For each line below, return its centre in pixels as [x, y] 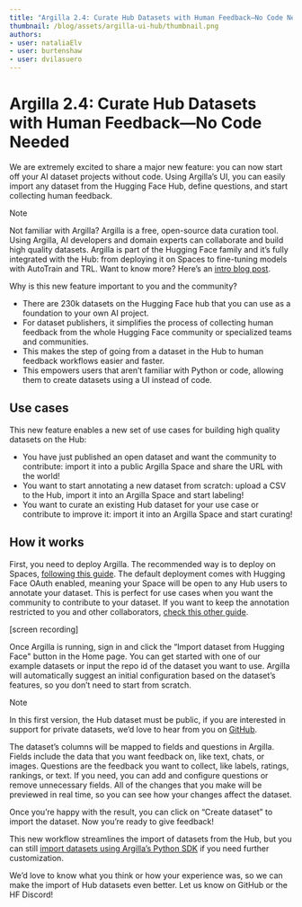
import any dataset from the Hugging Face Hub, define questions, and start [148, 186]
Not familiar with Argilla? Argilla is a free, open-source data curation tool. [144, 230]
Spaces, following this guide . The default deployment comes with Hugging [147, 574]
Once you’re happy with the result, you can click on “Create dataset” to [141, 812]
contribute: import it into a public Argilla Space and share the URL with [152, 466]
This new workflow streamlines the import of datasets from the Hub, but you [151, 839]
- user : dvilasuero [46, 59]
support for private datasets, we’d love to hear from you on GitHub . [133, 729]
